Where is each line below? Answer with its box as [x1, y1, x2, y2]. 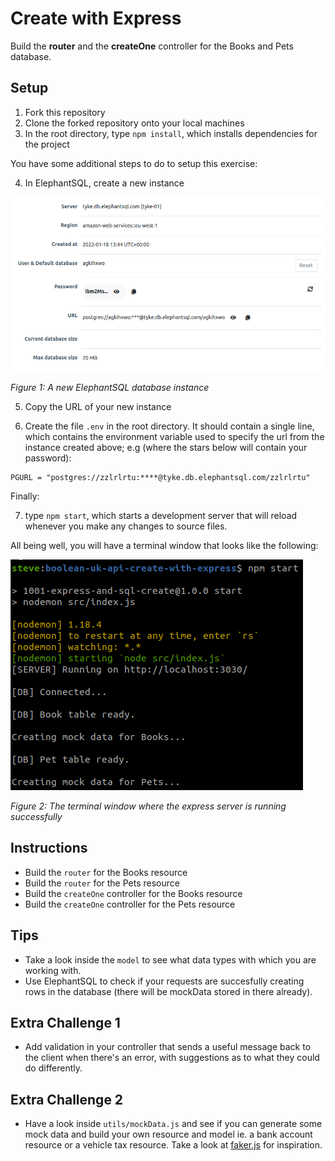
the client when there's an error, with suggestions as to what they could [24, 1052, 320, 1064]
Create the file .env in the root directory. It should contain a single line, [24, 420, 315, 432]
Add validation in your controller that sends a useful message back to [24, 1041, 312, 1053]
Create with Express [10, 7, 182, 30]
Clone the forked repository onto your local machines [24, 117, 245, 129]
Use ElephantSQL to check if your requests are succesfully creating [24, 975, 305, 987]
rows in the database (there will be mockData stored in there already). [24, 985, 313, 997]
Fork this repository [24, 106, 106, 118]
